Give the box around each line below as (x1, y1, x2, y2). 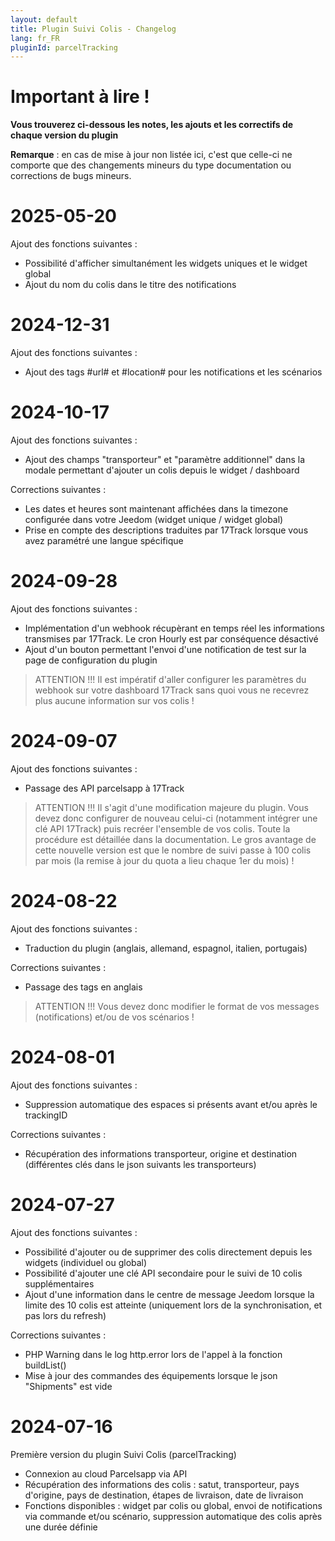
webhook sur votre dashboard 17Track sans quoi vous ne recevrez (34, 684, 310, 696)
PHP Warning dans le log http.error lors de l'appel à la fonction (24, 1348, 283, 1360)
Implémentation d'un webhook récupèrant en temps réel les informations (24, 622, 325, 634)
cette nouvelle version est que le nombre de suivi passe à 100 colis (34, 844, 312, 856)
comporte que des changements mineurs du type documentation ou (10, 159, 292, 171)
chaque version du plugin (10, 129, 119, 141)
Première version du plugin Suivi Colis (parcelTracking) (10, 1448, 237, 1460)
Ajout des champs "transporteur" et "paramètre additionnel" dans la (24, 454, 306, 465)
